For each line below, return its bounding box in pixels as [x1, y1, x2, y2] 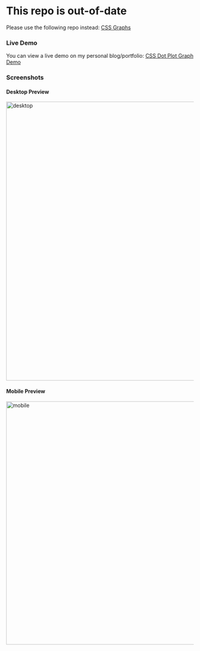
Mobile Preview [6, 387, 46, 395]
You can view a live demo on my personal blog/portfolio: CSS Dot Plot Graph [6, 52, 193, 60]
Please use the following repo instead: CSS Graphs [6, 24, 131, 31]
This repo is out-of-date [6, 4, 127, 18]
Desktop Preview [6, 88, 49, 95]
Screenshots [6, 73, 44, 82]
